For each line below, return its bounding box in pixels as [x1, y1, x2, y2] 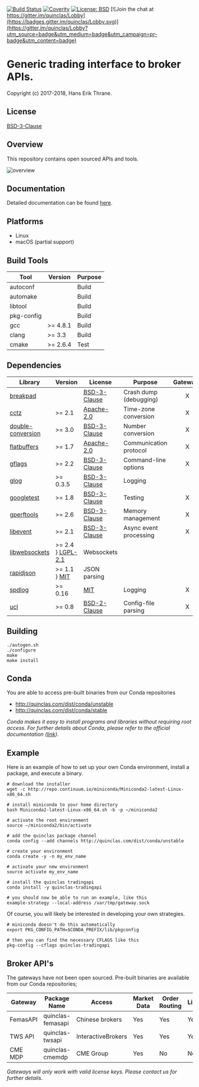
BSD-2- [83, 599, 107, 607]
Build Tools [6, 256, 49, 266]
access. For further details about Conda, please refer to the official [6, 725, 171, 732]
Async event [123, 523, 158, 532]
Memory [123, 506, 147, 515]
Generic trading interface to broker [6, 58, 181, 71]
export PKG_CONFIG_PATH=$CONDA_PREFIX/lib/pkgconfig [6, 927, 139, 933]
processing [123, 531, 155, 539]
